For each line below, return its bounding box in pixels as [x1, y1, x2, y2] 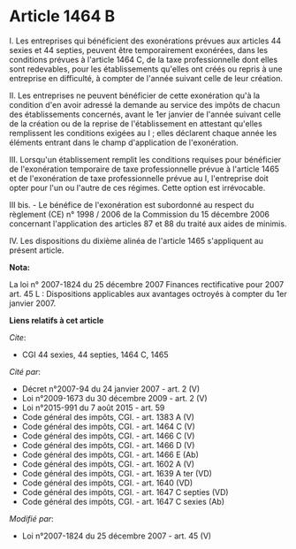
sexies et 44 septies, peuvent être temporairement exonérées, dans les [9, 44, 268, 55]
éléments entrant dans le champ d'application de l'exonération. [9, 137, 239, 148]
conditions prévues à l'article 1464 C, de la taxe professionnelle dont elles [9, 54, 278, 65]
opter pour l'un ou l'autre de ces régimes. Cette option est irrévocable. [9, 182, 266, 193]
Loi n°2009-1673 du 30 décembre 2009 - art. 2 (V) [21, 393, 208, 403]
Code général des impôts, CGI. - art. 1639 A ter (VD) [21, 468, 212, 478]
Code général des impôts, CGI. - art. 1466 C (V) [21, 431, 195, 441]
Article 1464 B [9, 6, 116, 27]
